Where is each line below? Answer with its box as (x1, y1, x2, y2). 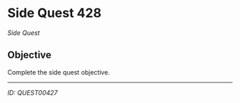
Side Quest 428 (7, 5, 102, 21)
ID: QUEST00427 (7, 88, 59, 97)
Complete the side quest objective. (7, 67, 111, 76)
